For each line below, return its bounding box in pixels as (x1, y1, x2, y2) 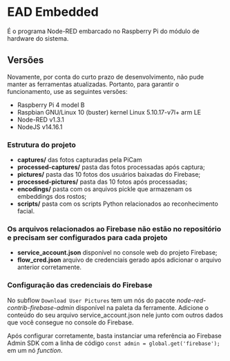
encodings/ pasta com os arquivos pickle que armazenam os (17, 185, 192, 193)
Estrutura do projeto (7, 139, 76, 149)
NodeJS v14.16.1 (17, 122, 63, 131)
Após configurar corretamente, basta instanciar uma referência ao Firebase (7, 331, 222, 340)
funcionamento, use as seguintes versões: (7, 87, 128, 95)
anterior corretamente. (17, 263, 82, 271)
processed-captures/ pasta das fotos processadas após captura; (17, 163, 205, 171)
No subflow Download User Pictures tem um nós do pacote (7, 296, 175, 304)
